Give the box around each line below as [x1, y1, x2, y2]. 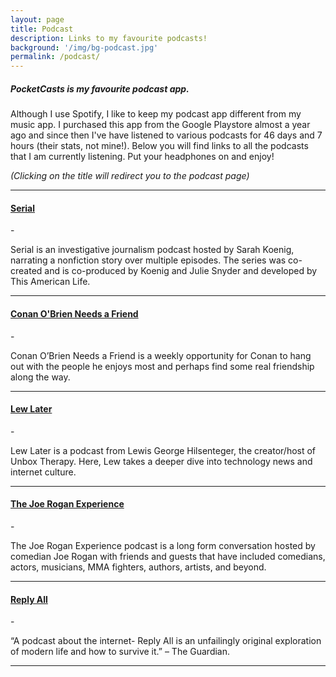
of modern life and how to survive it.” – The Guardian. [10, 646, 231, 658]
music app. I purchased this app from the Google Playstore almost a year [10, 119, 311, 131]
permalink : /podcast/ [10, 52, 101, 62]
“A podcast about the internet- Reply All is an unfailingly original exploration [10, 635, 322, 647]
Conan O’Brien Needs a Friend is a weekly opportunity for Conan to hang [10, 349, 312, 361]
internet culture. [10, 466, 77, 478]
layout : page [10, 14, 65, 25]
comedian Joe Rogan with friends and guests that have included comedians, [10, 550, 326, 562]
